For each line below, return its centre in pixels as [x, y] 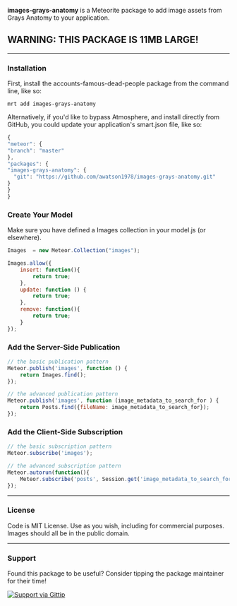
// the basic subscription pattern [60, 447]
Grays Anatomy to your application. [59, 18]
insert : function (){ [50, 270]
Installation [27, 68]
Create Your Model [40, 215]
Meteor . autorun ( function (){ [49, 473]
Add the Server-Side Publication [64, 347]
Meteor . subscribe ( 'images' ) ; [50, 453]
